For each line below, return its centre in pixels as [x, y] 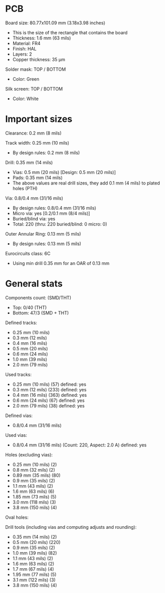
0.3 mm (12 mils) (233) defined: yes [49, 389]
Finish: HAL [24, 49]
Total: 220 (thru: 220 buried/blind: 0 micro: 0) [60, 224]
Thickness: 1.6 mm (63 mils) [42, 38]
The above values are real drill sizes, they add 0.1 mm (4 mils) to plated [86, 183]
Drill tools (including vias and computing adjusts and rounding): [71, 527]
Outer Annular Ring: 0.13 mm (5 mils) [43, 234]
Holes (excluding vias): [29, 454]
